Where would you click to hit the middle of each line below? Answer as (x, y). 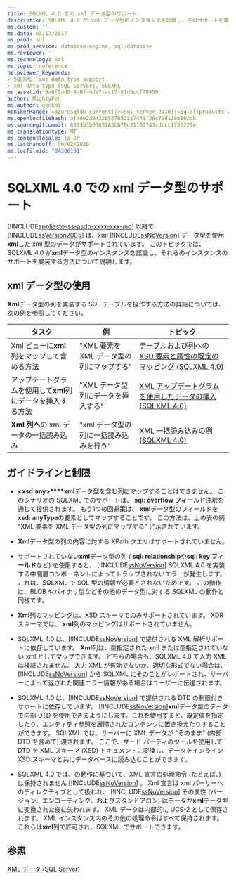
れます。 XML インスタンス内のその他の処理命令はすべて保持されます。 (120, 818)
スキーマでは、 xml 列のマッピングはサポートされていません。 (107, 623)
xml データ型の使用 (49, 286)
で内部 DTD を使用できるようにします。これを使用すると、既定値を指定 (120, 715)
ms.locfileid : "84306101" (45, 151)
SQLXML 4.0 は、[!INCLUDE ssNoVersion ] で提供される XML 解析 (111, 639)
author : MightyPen (34, 99)
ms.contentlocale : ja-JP (44, 138)
